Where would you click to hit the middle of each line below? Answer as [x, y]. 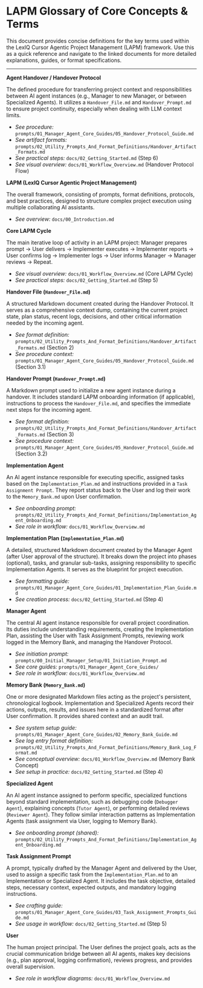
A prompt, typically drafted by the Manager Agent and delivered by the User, [101, 868]
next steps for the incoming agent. [49, 409]
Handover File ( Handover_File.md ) [48, 292]
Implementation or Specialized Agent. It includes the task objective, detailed [101, 881]
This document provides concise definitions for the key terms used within [98, 41]
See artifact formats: [41, 139]
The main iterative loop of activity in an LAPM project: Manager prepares [97, 242]
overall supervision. [31, 966]
